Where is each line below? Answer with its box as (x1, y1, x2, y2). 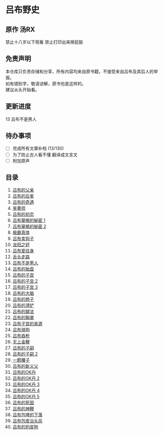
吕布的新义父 (12, 363, 38, 369)
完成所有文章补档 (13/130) (12, 145, 64, 151)
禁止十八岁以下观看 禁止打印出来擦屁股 (5, 39, 83, 45)
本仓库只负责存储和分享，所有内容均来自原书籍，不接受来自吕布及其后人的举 (5, 69, 158, 74)
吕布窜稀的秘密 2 (12, 224, 46, 229)
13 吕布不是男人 (5, 116, 37, 122)
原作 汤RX (5, 25, 35, 34)
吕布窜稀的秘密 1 (12, 217, 45, 224)
